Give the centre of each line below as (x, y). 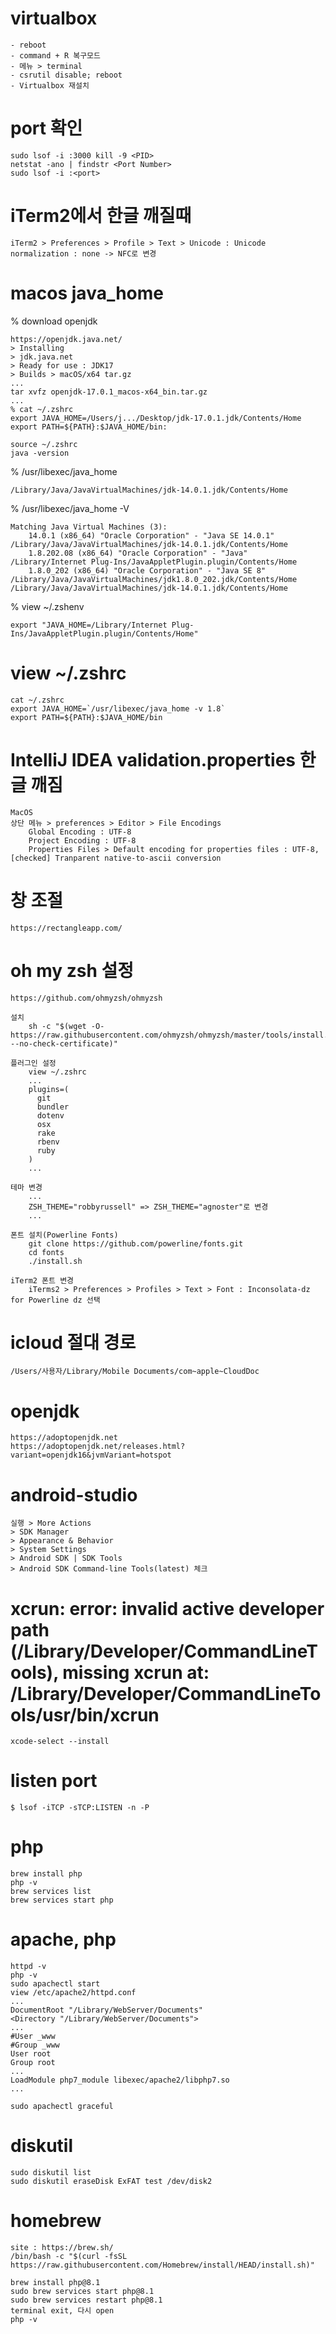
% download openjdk (54, 321)
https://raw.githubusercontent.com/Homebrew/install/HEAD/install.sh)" (162, 2265)
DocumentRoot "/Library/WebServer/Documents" (106, 2010)
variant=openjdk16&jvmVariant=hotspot (91, 1455)
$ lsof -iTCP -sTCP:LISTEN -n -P (80, 1808)
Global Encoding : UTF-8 (80, 832)
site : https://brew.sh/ (62, 2247)
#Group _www (35, 2045)
